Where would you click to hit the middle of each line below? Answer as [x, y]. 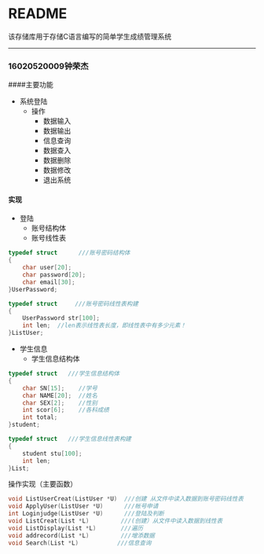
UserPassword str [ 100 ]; [61, 318]
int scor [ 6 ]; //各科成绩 [66, 410]
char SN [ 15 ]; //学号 [60, 388]
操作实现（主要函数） [42, 484]
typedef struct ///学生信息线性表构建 [70, 439]
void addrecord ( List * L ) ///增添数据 [82, 535]
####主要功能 [31, 85]
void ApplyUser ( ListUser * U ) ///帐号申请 [83, 506]
